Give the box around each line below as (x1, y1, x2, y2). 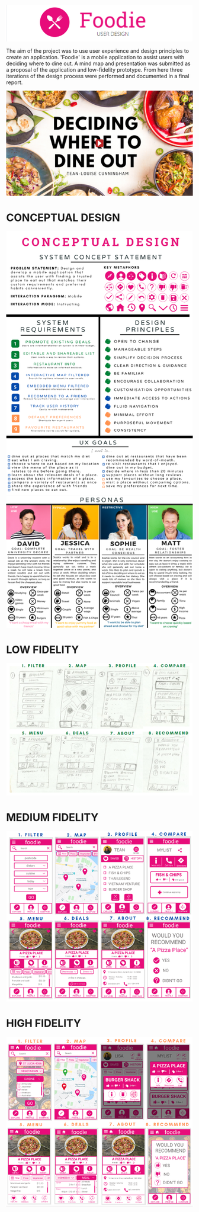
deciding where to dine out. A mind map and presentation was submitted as (6, 60, 191, 67)
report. (6, 79, 23, 86)
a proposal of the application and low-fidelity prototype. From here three (6, 66, 183, 73)
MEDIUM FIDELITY (6, 811, 99, 825)
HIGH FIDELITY (6, 1017, 81, 1030)
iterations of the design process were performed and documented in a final (6, 73, 190, 80)
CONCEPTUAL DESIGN (6, 211, 120, 224)
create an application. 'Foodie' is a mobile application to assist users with (6, 54, 185, 61)
